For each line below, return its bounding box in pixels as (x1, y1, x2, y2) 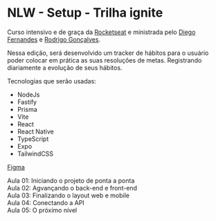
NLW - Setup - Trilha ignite (7, 5, 163, 21)
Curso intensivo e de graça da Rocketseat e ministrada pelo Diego (7, 28, 196, 36)
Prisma (17, 105, 38, 113)
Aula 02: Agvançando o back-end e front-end (7, 183, 137, 192)
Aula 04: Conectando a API (7, 198, 84, 206)
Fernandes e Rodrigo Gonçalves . (7, 35, 101, 43)
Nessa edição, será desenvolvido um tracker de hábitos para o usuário (7, 49, 209, 57)
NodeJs (17, 90, 40, 99)
